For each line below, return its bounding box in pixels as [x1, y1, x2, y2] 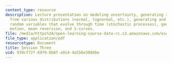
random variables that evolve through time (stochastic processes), [10, 21, 159, 27]
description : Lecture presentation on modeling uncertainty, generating [5, 12, 164, 17]
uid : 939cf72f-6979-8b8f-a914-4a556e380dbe [5, 50, 100, 55]
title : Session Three [5, 45, 52, 50]
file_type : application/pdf [5, 36, 66, 41]
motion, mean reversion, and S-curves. [10, 26, 95, 31]
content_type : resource [5, 7, 56, 13]
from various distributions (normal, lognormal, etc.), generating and [10, 17, 166, 22]
